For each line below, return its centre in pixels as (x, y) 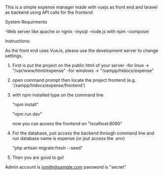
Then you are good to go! (38, 157)
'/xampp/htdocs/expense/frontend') (49, 85)
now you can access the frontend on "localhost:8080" (67, 123)
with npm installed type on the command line (58, 95)
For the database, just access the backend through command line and (83, 133)
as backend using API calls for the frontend (49, 12)
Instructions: (18, 41)
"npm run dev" (27, 114)
